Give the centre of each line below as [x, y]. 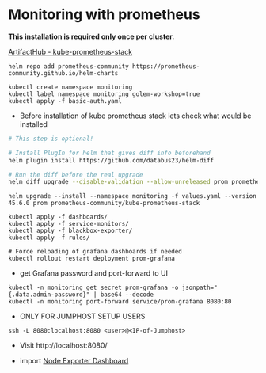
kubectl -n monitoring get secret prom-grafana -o [93, 288]
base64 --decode [127, 295]
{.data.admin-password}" [49, 295]
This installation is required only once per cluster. [91, 36]
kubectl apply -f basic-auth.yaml [65, 101]
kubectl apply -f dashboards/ [58, 217]
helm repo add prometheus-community [68, 66]
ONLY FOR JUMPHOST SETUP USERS [82, 316]
